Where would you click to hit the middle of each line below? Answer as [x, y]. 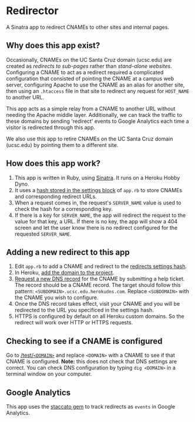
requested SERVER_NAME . [43, 234]
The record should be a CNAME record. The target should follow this [97, 285]
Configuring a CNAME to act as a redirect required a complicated [85, 72]
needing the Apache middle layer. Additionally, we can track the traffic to [94, 115]
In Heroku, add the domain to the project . [64, 273]
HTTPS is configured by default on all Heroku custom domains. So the [99, 316]
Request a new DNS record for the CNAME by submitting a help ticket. [100, 279]
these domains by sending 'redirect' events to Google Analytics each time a [97, 121]
